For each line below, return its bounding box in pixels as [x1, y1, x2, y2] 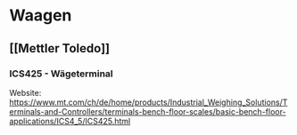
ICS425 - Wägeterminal [9, 67, 113, 80]
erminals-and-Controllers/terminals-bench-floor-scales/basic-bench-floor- [9, 106, 287, 116]
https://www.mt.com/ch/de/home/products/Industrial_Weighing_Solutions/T [9, 97, 288, 107]
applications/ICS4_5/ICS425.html [9, 115, 131, 126]
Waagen [9, 5, 72, 26]
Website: [9, 87, 42, 98]
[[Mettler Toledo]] [9, 41, 110, 56]
